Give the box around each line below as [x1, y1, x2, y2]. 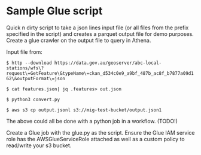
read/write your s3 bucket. [6, 142, 72, 149]
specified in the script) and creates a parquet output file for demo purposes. [6, 30, 194, 37]
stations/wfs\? [6, 65, 44, 71]
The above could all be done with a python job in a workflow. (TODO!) [6, 117, 178, 124]
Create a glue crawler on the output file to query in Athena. [6, 37, 151, 44]
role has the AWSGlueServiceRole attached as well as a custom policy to [6, 135, 185, 142]
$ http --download [6, 60, 52, 66]
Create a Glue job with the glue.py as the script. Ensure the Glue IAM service [6, 129, 196, 136]
